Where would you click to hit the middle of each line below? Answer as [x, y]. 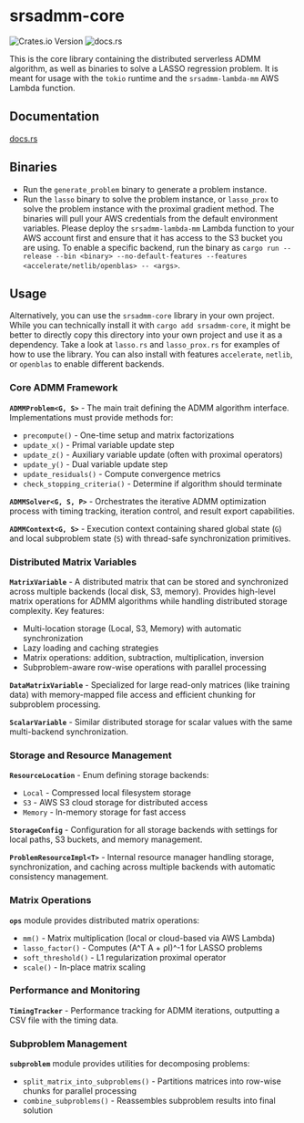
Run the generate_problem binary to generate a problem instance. [144, 189]
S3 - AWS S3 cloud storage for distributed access [115, 803]
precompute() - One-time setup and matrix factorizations [128, 435]
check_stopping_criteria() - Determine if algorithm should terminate [152, 484]
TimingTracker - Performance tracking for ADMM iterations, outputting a [145, 1010]
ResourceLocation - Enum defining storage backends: [109, 775]
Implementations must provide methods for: [91, 417]
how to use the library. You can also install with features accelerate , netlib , [151, 354]
